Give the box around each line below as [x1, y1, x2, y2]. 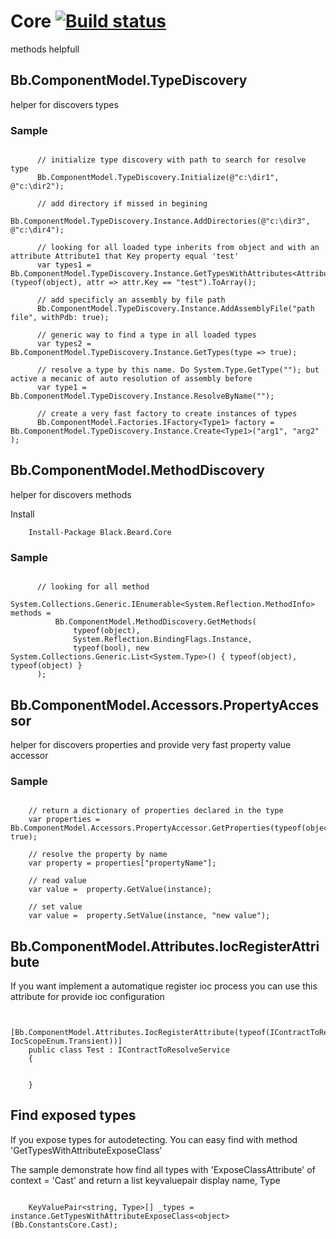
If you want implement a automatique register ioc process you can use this [10, 980, 318, 992]
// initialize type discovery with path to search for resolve [36, 155, 307, 165]
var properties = [28, 815, 101, 825]
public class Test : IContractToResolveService [28, 1045, 230, 1055]
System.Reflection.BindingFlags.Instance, [73, 635, 253, 645]
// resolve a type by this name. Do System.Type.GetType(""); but [36, 365, 320, 375]
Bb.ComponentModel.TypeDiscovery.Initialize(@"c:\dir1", [36, 173, 280, 183]
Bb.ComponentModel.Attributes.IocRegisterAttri [10, 938, 320, 955]
